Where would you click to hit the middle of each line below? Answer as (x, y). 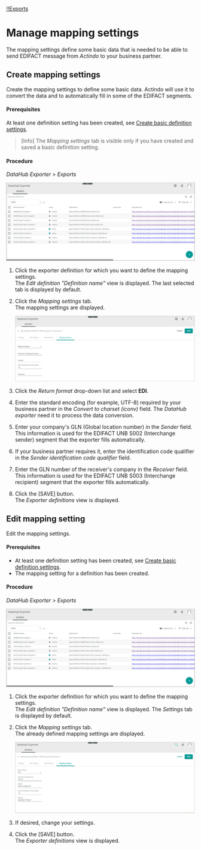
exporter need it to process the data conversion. (74, 415)
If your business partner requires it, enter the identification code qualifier (104, 451)
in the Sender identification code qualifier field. (73, 457)
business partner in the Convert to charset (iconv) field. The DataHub (100, 408)
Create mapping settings (53, 75)
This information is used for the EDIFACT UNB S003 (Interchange (95, 475)
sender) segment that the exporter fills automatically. (80, 439)
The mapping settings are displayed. (60, 307)
